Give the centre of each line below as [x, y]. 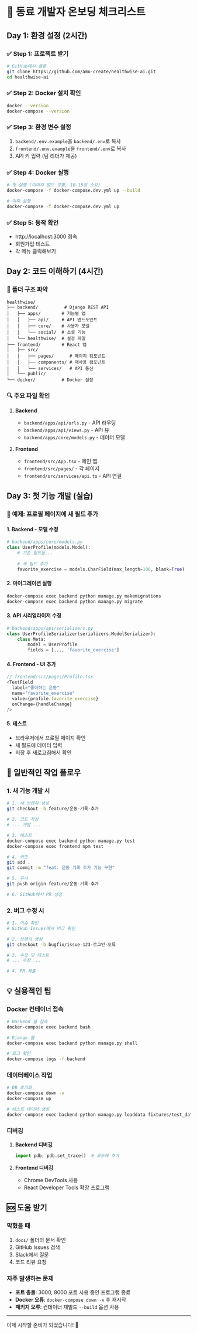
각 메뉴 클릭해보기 [35, 251]
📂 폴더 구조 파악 [27, 290]
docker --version [28, 106]
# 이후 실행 [19, 201]
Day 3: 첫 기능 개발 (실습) [50, 496]
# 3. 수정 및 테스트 [28, 955]
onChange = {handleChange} [42, 704]
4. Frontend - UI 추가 [31, 664]
